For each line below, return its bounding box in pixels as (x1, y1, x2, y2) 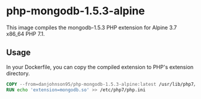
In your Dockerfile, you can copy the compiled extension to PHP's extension (6, 63, 194, 70)
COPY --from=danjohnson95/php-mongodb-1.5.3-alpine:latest (6, 81, 157, 87)
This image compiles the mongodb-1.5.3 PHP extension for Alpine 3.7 (6, 24, 177, 31)
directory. (6, 70, 30, 77)
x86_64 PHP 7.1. (6, 30, 45, 37)
